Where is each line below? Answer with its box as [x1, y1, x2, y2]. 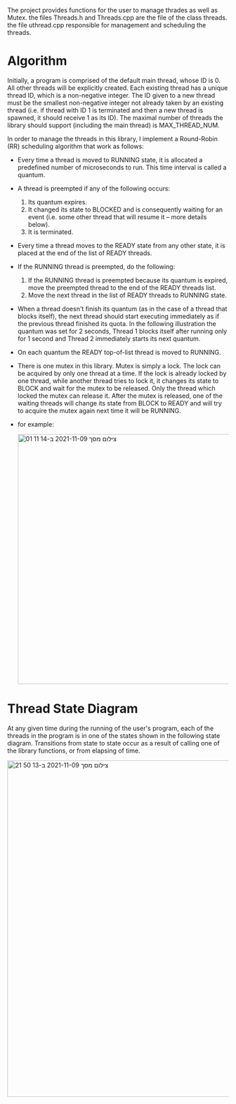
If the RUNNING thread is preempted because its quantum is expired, [27, 275, 228, 284]
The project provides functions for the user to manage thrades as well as [7, 6, 218, 14]
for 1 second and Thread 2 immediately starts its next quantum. [17, 334, 201, 343]
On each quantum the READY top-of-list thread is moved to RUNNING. [17, 348, 221, 356]
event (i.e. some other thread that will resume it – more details [27, 212, 207, 221]
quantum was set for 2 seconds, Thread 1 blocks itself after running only [17, 327, 228, 335]
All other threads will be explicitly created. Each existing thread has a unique [7, 84, 228, 92]
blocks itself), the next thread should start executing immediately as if [17, 312, 220, 320]
